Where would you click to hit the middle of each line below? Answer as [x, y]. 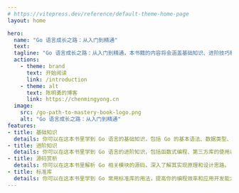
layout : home [27, 21]
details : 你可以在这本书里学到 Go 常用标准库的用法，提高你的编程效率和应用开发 [119, 178]
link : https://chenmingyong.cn [73, 99]
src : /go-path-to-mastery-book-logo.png [81, 113]
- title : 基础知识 [33, 132]
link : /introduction [57, 79]
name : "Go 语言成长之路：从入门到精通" [66, 40]
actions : [27, 60]
